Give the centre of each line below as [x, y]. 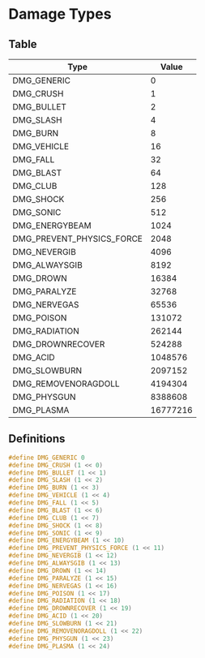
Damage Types [60, 14]
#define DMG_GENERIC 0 [47, 458]
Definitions [37, 439]
